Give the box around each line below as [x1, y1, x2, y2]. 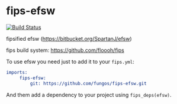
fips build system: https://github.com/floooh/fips [6, 46, 124, 54]
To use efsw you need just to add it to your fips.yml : [6, 58, 134, 65]
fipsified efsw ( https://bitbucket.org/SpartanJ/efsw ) [6, 35, 132, 42]
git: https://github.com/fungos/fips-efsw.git [30, 80, 147, 86]
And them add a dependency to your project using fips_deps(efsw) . [6, 91, 172, 98]
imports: [6, 69, 28, 75]
